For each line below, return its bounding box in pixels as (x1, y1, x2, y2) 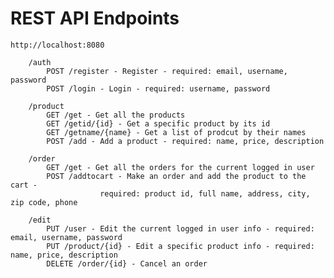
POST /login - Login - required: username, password (46, 83, 271, 94)
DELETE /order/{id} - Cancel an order (46, 258, 208, 269)
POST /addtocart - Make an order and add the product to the (46, 171, 307, 181)
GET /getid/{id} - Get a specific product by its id (46, 118, 271, 129)
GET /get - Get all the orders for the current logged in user (46, 162, 315, 172)
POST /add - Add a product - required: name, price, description (46, 136, 325, 146)
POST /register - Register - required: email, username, (46, 66, 288, 76)
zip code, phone (10, 197, 78, 207)
